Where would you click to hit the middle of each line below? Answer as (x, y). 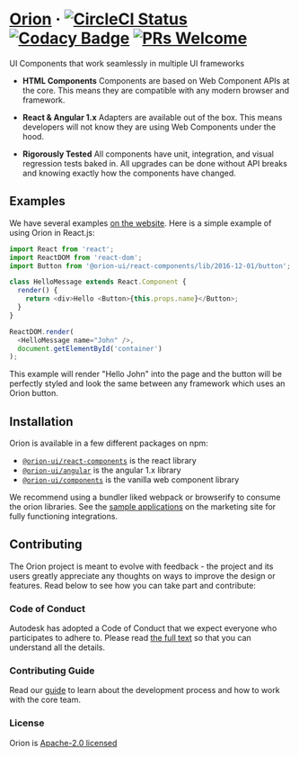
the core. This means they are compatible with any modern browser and (156, 90)
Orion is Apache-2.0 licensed (63, 743)
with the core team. (45, 700)
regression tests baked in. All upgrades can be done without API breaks (154, 163)
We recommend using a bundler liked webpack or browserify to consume (145, 497)
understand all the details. (57, 647)
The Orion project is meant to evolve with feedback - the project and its (141, 566)
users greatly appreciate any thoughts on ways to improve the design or (142, 575)
